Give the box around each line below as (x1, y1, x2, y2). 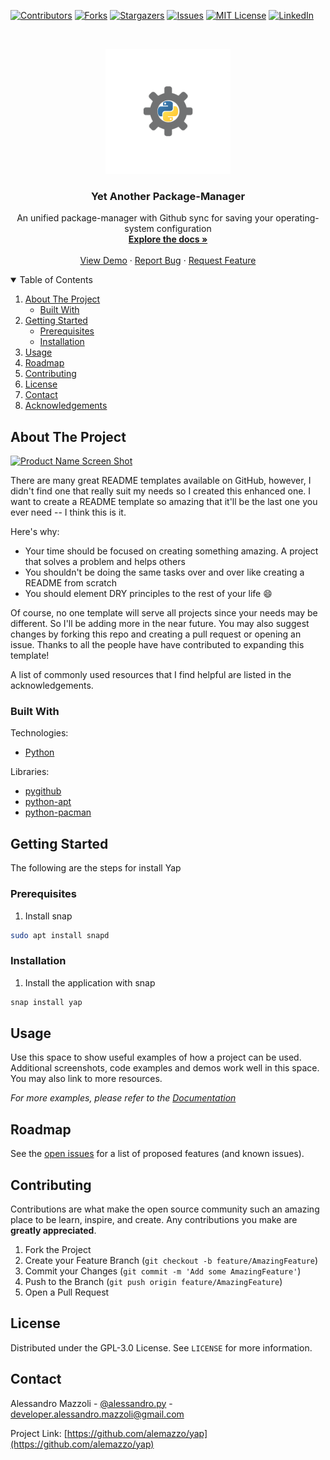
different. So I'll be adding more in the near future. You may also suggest (10, 618, 310, 630)
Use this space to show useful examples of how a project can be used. (10, 1051, 302, 1064)
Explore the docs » (128, 233, 208, 245)
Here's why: (10, 526, 60, 538)
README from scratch (24, 577, 118, 589)
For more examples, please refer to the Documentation (10, 1092, 237, 1104)
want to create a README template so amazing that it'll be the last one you (10, 496, 318, 508)
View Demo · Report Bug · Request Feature (79, 255, 257, 267)
